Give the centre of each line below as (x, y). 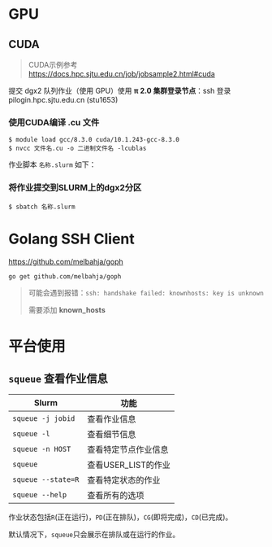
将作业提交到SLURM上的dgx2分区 (75, 188)
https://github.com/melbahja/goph (66, 261)
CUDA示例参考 (53, 65)
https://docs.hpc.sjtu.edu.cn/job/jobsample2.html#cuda (121, 74)
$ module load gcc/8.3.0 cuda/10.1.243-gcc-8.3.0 (94, 140)
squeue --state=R (46, 480)
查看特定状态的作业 (123, 480)
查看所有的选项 (115, 496)
